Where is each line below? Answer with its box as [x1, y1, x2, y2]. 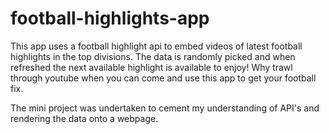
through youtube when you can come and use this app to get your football [10, 72, 317, 84]
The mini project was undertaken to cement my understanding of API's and [10, 102, 320, 114]
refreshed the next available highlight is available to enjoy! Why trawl [10, 61, 293, 73]
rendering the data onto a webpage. [10, 112, 159, 124]
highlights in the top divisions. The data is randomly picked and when [10, 50, 296, 62]
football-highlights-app [10, 7, 210, 30]
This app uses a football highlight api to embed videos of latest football [10, 40, 303, 52]
